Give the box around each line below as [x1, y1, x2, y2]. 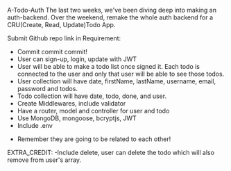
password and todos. [17, 85, 78, 92]
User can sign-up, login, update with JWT [17, 55, 137, 63]
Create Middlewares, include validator [17, 99, 126, 107]
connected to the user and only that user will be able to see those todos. [17, 70, 225, 78]
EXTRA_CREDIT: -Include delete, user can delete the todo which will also [7, 149, 215, 156]
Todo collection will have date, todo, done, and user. [17, 92, 167, 100]
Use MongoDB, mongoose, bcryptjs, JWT [17, 114, 137, 122]
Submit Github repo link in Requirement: [7, 34, 121, 42]
